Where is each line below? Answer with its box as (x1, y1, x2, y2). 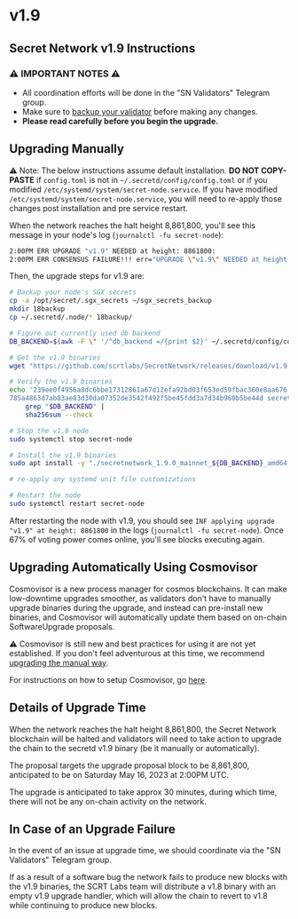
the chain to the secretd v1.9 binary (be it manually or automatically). (9, 742, 260, 753)
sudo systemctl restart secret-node (9, 499, 145, 509)
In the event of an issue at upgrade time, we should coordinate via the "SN (9, 845, 281, 856)
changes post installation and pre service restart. (9, 202, 189, 213)
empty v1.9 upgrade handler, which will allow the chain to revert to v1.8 (9, 891, 268, 901)
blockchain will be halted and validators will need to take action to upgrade (9, 733, 282, 744)
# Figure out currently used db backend (9, 329, 161, 337)
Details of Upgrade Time (9, 701, 146, 716)
